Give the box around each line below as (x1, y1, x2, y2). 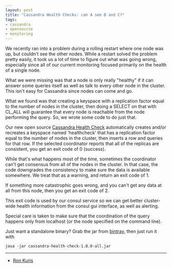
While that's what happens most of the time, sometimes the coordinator (5, 156, 157, 162)
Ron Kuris (12, 257, 33, 263)
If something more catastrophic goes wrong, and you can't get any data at (5, 182, 162, 188)
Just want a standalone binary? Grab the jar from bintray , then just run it (5, 229, 157, 234)
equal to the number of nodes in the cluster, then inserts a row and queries (5, 135, 163, 141)
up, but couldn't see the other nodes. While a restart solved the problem (5, 51, 158, 57)
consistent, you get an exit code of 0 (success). (5, 146, 106, 152)
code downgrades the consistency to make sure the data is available (5, 167, 150, 173)
